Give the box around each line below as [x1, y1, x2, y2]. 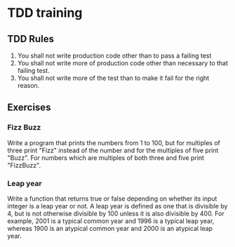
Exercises [7, 102, 51, 114]
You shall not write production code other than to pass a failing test [17, 51, 212, 60]
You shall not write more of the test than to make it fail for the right [17, 74, 210, 82]
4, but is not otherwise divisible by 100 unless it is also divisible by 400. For [7, 209, 224, 218]
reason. [17, 81, 40, 89]
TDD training [7, 5, 83, 21]
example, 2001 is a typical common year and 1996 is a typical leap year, [7, 216, 215, 225]
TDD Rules [7, 33, 55, 45]
